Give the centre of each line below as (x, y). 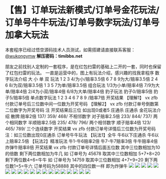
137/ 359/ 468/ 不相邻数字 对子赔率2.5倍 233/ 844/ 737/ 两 (98, 116)
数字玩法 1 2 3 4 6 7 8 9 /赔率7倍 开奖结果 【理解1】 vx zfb (98, 97)
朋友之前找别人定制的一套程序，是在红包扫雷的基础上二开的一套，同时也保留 (83, 66)
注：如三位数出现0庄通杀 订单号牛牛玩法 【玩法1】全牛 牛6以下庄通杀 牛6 (80, 135)
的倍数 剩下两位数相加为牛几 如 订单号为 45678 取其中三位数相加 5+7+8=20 (83, 153)
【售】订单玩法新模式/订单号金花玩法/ (82, 10)
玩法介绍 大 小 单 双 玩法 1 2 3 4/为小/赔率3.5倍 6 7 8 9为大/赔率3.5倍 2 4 (83, 79)
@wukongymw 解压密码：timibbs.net (44, 56)
